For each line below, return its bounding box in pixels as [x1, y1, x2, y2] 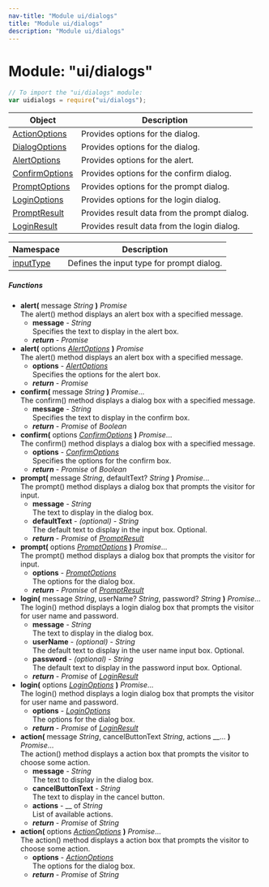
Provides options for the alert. [80, 155, 194, 166]
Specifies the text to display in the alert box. [32, 326, 180, 337]
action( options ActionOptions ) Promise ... [19, 827, 161, 837]
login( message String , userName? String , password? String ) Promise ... [19, 594, 261, 604]
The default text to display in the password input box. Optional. [32, 663, 242, 673]
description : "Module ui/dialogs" [8, 27, 126, 35]
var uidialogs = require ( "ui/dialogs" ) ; [8, 97, 147, 105]
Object [29, 114, 57, 126]
